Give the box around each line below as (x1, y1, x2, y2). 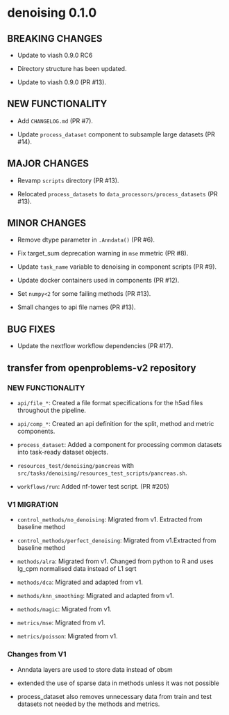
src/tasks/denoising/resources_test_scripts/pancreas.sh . (17, 469, 187, 477)
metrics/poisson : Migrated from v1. (17, 632, 118, 641)
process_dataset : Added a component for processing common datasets (17, 440, 222, 448)
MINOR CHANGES (7, 217, 87, 229)
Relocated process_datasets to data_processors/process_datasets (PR (17, 189, 219, 198)
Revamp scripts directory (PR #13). (17, 176, 119, 184)
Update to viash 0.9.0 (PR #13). (17, 78, 106, 86)
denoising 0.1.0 (7, 5, 97, 21)
